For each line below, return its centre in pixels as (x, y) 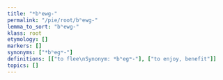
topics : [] (23, 65)
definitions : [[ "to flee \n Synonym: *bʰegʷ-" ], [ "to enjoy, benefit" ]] (112, 59)
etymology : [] (28, 40)
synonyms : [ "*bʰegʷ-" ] (40, 53)
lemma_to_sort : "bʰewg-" (43, 26)
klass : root (24, 33)
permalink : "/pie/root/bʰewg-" (53, 20)
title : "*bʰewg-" (32, 14)
